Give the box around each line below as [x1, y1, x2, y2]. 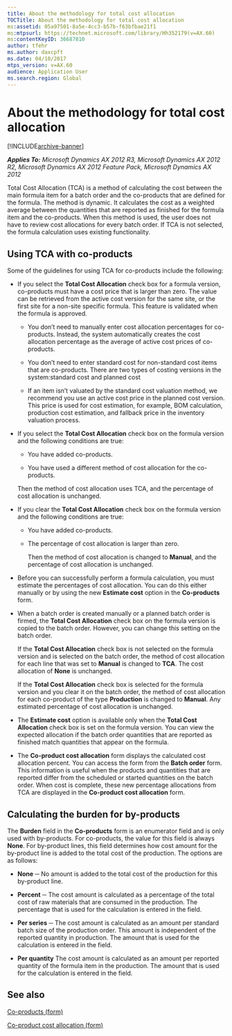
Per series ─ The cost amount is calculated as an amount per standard [17, 918, 220, 926]
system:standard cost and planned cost [27, 373, 141, 381]
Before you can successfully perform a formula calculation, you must [17, 573, 215, 582]
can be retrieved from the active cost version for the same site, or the [17, 295, 216, 303]
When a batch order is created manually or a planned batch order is [17, 610, 211, 618]
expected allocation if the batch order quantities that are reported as [17, 731, 213, 739]
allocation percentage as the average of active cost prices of [27, 338, 202, 346]
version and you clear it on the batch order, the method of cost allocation [17, 688, 226, 696]
